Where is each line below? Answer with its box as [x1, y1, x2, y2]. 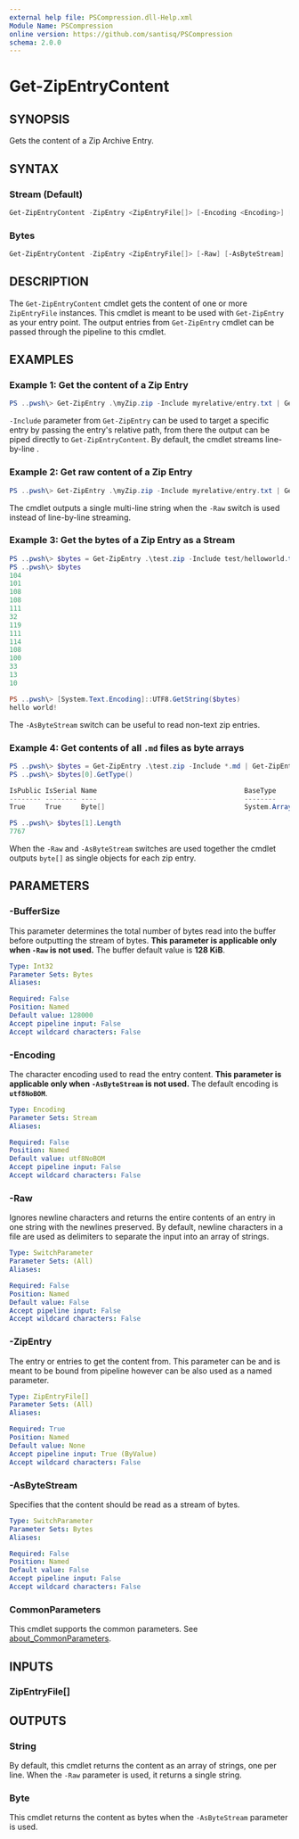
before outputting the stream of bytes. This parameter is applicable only [9, 935, 278, 945]
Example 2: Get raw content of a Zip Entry [9, 466, 193, 478]
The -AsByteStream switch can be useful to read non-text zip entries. [9, 719, 261, 730]
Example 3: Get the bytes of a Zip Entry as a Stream [9, 534, 236, 547]
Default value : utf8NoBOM [9, 1154, 105, 1164]
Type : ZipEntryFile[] [9, 1392, 90, 1401]
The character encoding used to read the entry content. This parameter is [9, 1068, 282, 1079]
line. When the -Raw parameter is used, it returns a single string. [9, 1769, 242, 1780]
